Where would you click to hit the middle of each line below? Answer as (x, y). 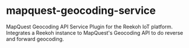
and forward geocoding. (35, 39)
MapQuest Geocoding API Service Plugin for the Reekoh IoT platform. (90, 27)
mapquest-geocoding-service (81, 11)
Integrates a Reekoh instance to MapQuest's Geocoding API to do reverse (95, 32)
